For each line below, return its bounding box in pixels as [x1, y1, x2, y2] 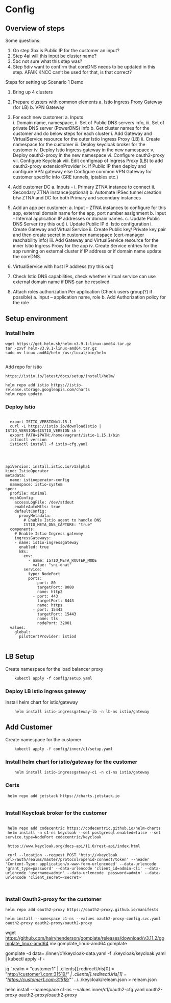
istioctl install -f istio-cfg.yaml [10, 441, 88, 447]
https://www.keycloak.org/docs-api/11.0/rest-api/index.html [7, 844, 140, 849]
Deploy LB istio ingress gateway [5, 688, 86, 695]
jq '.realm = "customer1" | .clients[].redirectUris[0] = [5, 966, 115, 972]
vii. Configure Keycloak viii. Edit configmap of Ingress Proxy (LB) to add [12, 157, 163, 164]
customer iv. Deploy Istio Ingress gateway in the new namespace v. [12, 147, 155, 153]
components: [10, 527, 36, 532]
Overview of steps [5, 24, 65, 33]
